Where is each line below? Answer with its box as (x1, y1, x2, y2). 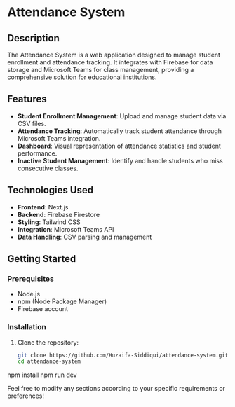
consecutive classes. (17, 164, 79, 172)
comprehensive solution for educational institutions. (7, 73, 157, 81)
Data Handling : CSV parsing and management (17, 233, 152, 241)
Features (7, 93, 47, 105)
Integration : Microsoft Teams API (17, 225, 114, 233)
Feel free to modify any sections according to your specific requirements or (7, 385, 226, 393)
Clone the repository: (17, 338, 79, 347)
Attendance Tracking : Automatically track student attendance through (17, 127, 222, 135)
